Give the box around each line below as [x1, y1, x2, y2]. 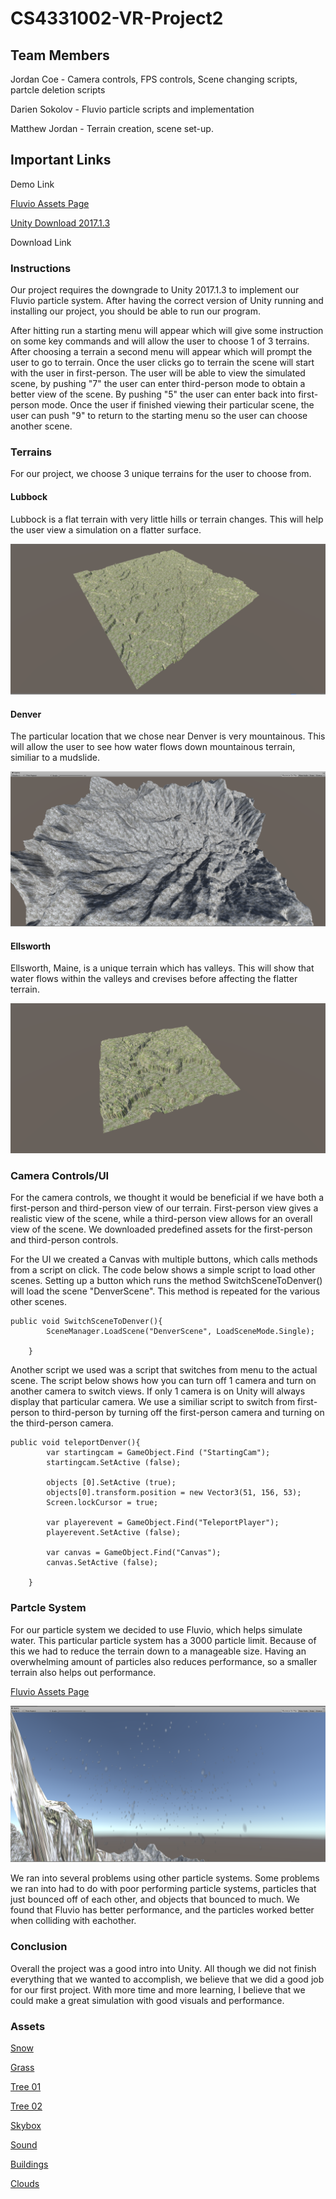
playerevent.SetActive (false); [46, 1528, 182, 1538]
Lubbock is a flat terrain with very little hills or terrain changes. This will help [10, 513, 324, 525]
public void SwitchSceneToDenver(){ [10, 1317, 163, 1327]
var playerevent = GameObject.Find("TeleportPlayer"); [46, 1518, 280, 1528]
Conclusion [10, 1940, 68, 1954]
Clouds [10, 2177, 40, 2189]
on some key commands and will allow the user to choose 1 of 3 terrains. [10, 335, 310, 347]
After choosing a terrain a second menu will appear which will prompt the [10, 346, 313, 358]
